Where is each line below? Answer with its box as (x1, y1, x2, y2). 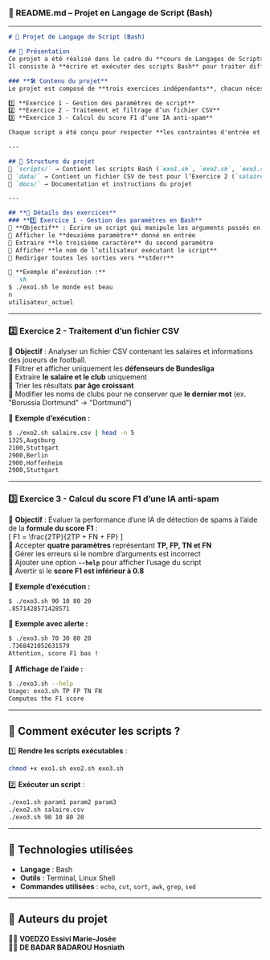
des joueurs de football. (8, 355, 87, 365)
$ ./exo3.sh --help (8, 679, 74, 688)
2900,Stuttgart (8, 466, 59, 474)
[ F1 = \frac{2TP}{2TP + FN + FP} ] (8, 531, 123, 541)
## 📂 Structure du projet (8, 157, 95, 166)
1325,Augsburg (8, 436, 56, 445)
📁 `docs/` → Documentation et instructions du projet (8, 180, 193, 188)
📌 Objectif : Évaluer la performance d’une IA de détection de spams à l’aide (8, 515, 258, 524)
